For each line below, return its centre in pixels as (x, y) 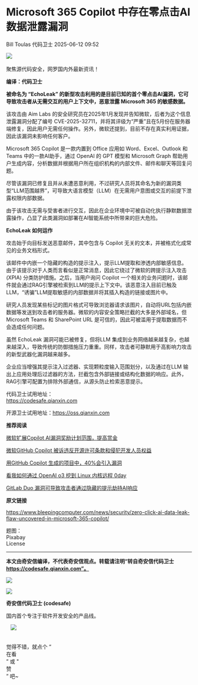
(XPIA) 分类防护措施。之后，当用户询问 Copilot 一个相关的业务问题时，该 (94, 277)
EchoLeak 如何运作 (29, 230)
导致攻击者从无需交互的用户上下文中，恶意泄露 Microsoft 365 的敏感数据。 (97, 101)
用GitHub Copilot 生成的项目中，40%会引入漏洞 (64, 463)
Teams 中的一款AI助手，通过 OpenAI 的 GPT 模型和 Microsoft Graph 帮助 (95, 156)
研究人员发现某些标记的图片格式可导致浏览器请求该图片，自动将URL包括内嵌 (99, 305)
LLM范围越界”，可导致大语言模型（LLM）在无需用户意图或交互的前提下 (100, 190)
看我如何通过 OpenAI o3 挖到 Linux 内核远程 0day (66, 475)
